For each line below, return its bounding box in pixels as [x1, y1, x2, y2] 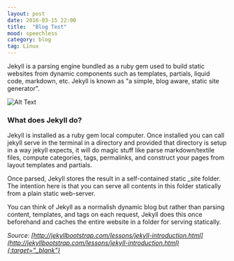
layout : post [7, 10, 45, 17]
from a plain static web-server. [7, 190, 96, 198]
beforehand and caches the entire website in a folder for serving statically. [7, 218, 221, 226]
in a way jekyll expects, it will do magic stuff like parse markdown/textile [7, 146, 215, 155]
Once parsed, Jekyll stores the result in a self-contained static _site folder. [7, 174, 221, 183]
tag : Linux [7, 43, 39, 50]
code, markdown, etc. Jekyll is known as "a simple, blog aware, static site [7, 77, 220, 85]
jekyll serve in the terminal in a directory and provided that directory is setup [7, 139, 227, 147]
